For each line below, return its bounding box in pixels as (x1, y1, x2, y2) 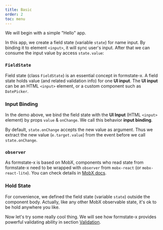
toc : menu (5, 16, 26, 21)
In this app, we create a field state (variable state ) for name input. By (5, 40, 146, 46)
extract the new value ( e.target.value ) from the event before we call (5, 132, 146, 138)
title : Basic (5, 7, 32, 12)
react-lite (5, 171, 28, 176)
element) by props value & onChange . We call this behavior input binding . (5, 117, 153, 123)
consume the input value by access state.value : (5, 50, 104, 56)
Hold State (5, 183, 31, 189)
